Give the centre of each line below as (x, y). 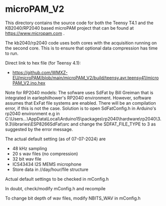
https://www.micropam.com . (35, 33)
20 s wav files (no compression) (45, 154)
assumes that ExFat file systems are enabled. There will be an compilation (81, 103)
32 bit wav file (27, 159)
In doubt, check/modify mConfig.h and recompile (55, 188)
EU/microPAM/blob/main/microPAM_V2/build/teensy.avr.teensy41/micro (85, 78)
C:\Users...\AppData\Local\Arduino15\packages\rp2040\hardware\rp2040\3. (83, 119)
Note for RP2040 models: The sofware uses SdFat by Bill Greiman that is (79, 92)
